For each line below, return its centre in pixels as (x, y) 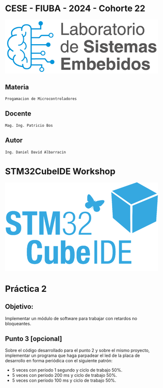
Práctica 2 (26, 289)
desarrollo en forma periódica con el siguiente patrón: (59, 361)
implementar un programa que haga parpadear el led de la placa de (73, 355)
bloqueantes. (18, 323)
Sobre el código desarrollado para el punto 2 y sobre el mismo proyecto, (77, 351)
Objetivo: (19, 307)
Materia (17, 87)
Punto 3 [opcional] (33, 339)
